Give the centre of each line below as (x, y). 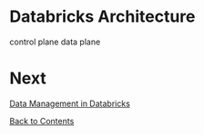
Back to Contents (42, 121)
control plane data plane (55, 42)
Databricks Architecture (102, 17)
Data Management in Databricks (70, 103)
